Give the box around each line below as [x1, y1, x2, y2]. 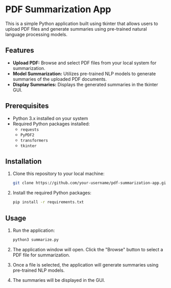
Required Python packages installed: [12, 121, 90, 127]
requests [20, 127, 39, 132]
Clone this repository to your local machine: [12, 171, 105, 177]
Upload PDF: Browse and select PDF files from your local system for [12, 60, 157, 66]
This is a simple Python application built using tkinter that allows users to [5, 20, 158, 27]
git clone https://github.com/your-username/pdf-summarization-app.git [12, 180, 168, 186]
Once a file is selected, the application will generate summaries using [12, 261, 159, 268]
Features [5, 46, 34, 55]
